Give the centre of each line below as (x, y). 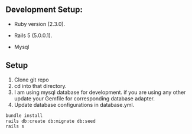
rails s (15, 126)
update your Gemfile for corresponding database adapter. (84, 98)
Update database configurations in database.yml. (74, 104)
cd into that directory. (40, 86)
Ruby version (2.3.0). (40, 24)
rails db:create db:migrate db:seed (51, 121)
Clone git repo (31, 80)
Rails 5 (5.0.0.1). (33, 35)
